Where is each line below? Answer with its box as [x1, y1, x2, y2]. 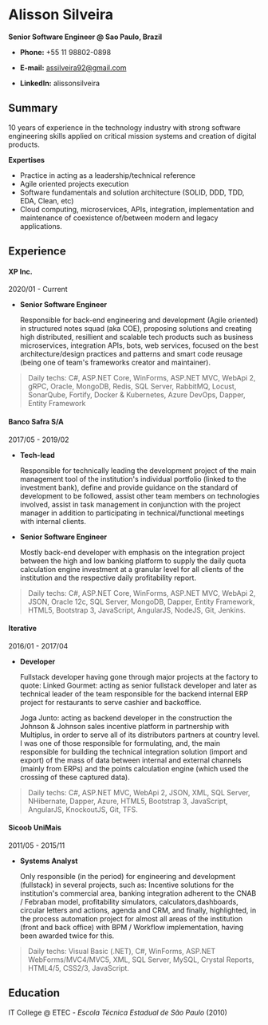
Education [8, 987, 61, 1000]
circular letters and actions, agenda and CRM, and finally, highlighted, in [19, 905, 257, 915]
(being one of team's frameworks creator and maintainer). [19, 357, 211, 368]
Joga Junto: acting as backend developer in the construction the [19, 712, 233, 723]
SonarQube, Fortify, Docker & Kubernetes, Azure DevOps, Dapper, [27, 390, 246, 400]
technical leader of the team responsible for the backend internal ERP [19, 688, 249, 699]
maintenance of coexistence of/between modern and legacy [19, 213, 219, 223]
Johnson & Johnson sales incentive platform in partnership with [19, 721, 230, 731]
